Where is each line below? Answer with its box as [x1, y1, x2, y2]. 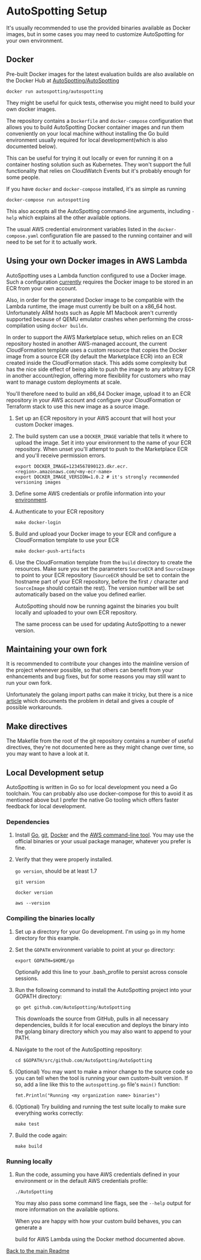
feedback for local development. [6, 803, 87, 809]
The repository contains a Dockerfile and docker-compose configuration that [6, 117, 193, 124]
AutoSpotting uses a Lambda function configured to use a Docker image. [6, 272, 187, 279]
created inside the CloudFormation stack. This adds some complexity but [6, 359, 187, 366]
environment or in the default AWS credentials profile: [14, 1177, 148, 1184]
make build [14, 1143, 43, 1149]
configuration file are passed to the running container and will [40, 232, 193, 239]
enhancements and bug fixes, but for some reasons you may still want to [6, 673, 186, 680]
